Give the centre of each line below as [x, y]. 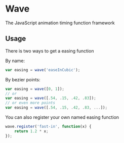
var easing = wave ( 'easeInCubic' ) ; [43, 70]
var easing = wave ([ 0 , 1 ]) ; [35, 89]
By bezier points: [23, 79]
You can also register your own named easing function [62, 117]
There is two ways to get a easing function [50, 51]
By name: [15, 61]
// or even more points [30, 103]
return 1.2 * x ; [32, 131]
